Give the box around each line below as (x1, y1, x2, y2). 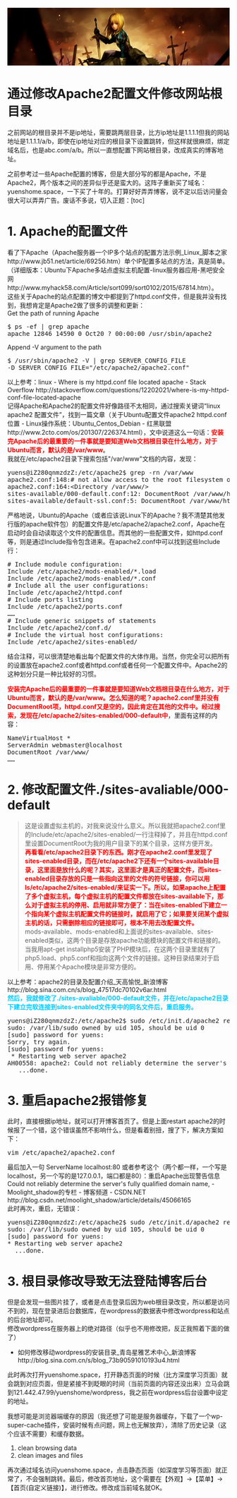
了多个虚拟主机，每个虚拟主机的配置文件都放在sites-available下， (24, 892, 218, 900)
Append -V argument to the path (7, 343, 102, 351)
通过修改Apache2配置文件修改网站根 (7, 85, 223, 102)
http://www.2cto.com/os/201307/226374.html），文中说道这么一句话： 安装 (7, 428, 224, 436)
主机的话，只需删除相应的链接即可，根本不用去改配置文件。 (24, 918, 198, 926)
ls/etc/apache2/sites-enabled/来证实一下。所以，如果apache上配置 (24, 883, 226, 891)
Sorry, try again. (7, 1038, 71, 1046)
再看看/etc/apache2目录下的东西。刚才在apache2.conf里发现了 (24, 847, 213, 856)
